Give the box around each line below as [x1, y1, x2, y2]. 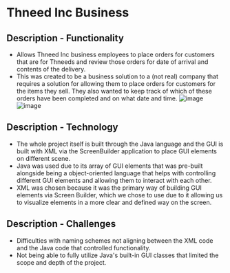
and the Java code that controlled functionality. [16, 243, 151, 252]
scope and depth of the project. [16, 258, 107, 266]
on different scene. [16, 154, 70, 162]
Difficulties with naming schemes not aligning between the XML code [16, 236, 213, 245]
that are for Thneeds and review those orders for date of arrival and [16, 58, 209, 66]
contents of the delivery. [16, 65, 86, 73]
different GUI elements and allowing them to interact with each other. [16, 176, 212, 184]
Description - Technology [6, 122, 118, 133]
